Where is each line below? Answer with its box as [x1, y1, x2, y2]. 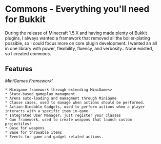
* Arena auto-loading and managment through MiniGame [5, 96, 117, 101]
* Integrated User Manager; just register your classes [5, 113, 121, 118]
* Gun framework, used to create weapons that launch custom [5, 117, 132, 122]
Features [5, 65, 33, 73]
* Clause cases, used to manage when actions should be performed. [5, 100, 145, 105]
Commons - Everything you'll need [5, 3, 150, 15]
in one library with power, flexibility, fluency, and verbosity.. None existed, [5, 45, 154, 51]
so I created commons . [5, 50, 51, 57]
